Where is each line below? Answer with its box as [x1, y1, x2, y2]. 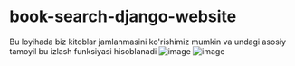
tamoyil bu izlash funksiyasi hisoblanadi [9, 45, 157, 56]
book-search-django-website [9, 6, 237, 27]
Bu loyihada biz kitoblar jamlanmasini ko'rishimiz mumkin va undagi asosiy [9, 36, 287, 47]
